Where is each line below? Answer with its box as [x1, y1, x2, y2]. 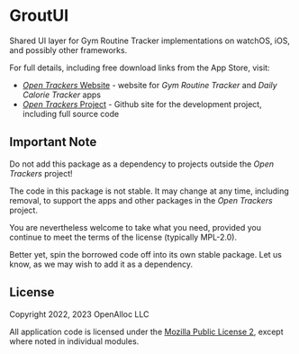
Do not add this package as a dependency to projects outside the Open [9, 159, 275, 169]
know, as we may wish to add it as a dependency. [9, 259, 194, 269]
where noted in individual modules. [9, 335, 140, 347]
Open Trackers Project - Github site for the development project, [22, 98, 263, 109]
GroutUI [9, 5, 69, 26]
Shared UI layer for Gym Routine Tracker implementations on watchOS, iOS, [9, 35, 291, 46]
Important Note [9, 134, 97, 150]
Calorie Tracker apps [22, 89, 102, 100]
